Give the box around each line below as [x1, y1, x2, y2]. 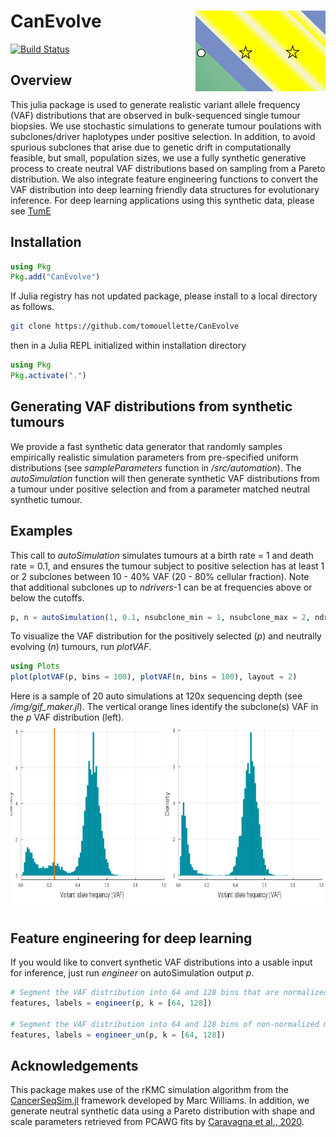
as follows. [10, 301, 55, 313]
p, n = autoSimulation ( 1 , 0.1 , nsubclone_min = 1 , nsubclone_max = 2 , [10, 612, 311, 622]
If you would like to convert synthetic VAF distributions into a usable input [10, 956, 313, 968]
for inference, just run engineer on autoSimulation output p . [10, 967, 255, 979]
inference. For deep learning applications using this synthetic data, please [10, 194, 315, 206]
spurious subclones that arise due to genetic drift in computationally [10, 141, 292, 153]
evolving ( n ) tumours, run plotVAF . [10, 641, 152, 653]
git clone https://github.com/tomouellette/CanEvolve [10, 321, 240, 332]
